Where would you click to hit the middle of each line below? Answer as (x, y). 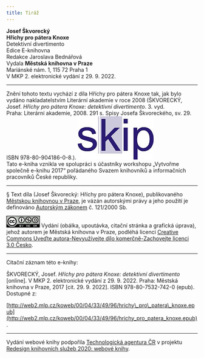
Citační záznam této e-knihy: (42, 262)
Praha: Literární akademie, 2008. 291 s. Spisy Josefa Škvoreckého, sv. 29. (99, 113)
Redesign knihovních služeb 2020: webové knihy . (68, 348)
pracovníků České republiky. (42, 177)
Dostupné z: (22, 293)
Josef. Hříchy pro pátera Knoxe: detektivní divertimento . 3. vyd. (86, 106)
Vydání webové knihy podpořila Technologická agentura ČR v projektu (94, 342)
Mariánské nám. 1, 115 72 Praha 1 (47, 69)
